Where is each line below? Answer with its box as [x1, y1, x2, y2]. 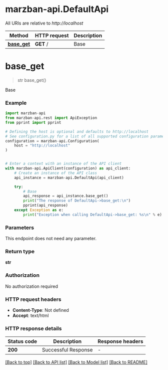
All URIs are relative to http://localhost [5, 20, 83, 26]
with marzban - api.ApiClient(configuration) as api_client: [5, 166, 131, 171]
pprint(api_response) [23, 203, 68, 208]
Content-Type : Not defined [12, 307, 69, 313]
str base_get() [17, 77, 46, 83]
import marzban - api [5, 111, 46, 116]
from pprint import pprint [5, 120, 61, 125]
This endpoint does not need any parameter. [5, 236, 96, 242]
